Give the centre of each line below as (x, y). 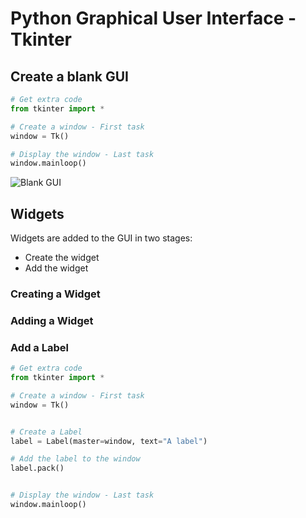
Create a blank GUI (69, 76)
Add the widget (56, 268)
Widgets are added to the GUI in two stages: (101, 238)
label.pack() (37, 468)
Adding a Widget (52, 320)
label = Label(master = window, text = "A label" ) (109, 441)
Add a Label (39, 347)
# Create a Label (46, 432)
